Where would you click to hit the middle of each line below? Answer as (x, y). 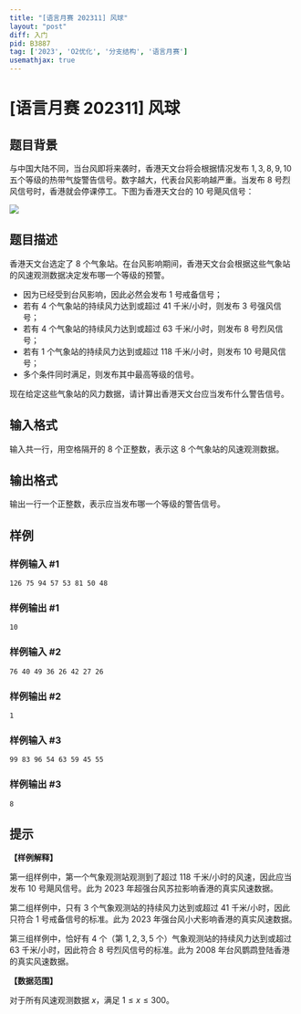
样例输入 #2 (36, 652)
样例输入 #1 (34, 564)
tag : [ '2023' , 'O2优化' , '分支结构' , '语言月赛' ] (99, 52)
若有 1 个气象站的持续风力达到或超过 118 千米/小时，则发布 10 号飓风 (150, 351)
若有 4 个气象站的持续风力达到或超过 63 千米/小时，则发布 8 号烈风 (149, 329)
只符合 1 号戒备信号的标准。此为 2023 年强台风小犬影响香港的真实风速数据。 (154, 919)
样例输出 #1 (34, 608)
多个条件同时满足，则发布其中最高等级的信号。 (110, 374)
